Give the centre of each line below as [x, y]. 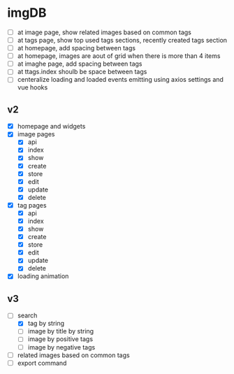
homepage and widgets [51, 127]
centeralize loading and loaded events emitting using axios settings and [120, 80]
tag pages [32, 205]
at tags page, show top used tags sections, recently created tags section [122, 40]
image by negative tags [61, 347]
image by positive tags [60, 339]
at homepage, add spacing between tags [76, 48]
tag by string [46, 324]
